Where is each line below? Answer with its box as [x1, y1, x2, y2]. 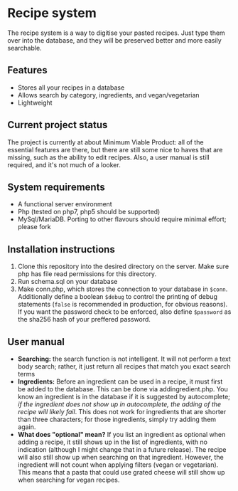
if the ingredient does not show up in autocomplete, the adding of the [17, 400, 222, 408]
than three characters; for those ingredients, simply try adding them [17, 415, 217, 423]
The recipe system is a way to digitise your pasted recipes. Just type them [7, 28, 225, 37]
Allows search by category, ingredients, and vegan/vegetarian [17, 90, 200, 99]
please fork [17, 223, 51, 231]
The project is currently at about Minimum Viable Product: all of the [7, 137, 204, 147]
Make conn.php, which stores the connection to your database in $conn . [17, 285, 228, 293]
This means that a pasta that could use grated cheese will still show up [17, 468, 225, 476]
